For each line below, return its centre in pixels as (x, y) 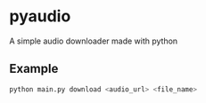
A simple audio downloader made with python (94, 41)
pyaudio (40, 16)
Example (34, 69)
